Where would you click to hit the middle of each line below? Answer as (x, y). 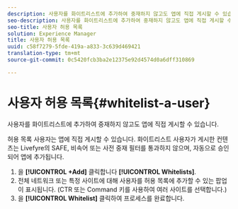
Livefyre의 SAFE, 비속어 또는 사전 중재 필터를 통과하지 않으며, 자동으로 (118, 148)
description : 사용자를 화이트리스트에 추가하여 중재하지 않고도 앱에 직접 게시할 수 (113, 14)
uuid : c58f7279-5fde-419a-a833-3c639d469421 (74, 47)
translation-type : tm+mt (44, 54)
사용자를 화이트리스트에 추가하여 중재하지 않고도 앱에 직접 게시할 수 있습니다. (113, 124)
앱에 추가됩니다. (42, 157)
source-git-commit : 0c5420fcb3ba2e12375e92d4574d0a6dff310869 (101, 60)
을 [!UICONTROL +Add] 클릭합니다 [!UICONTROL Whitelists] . (107, 172)
